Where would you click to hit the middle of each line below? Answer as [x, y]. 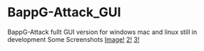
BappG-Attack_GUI [64, 12]
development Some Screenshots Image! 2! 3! [73, 39]
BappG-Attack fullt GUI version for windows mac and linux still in [102, 32]
